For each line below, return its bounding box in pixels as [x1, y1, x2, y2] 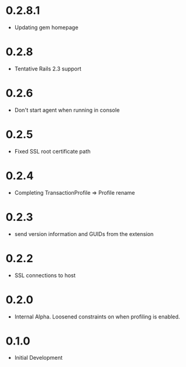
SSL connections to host [14, 271, 76, 279]
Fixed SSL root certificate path [14, 147, 91, 155]
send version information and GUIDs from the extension [14, 230, 154, 237]
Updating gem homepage [14, 24, 79, 31]
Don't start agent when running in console [14, 106, 120, 113]
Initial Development [14, 354, 63, 362]
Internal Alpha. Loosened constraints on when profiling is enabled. [14, 313, 181, 320]
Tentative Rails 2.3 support [14, 65, 82, 72]
